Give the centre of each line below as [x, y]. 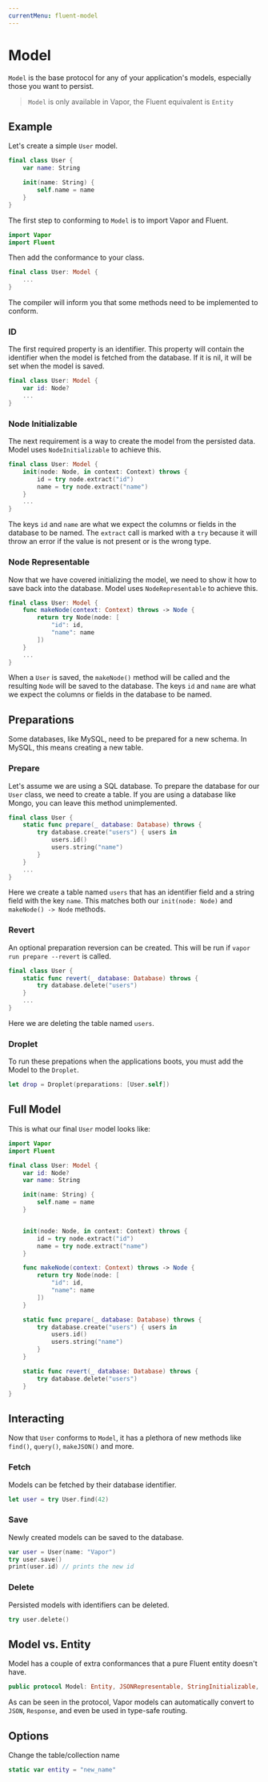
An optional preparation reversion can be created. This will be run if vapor [129, 947]
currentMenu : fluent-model [53, 16]
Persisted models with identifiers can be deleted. [89, 1605]
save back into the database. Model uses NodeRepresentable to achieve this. [133, 588]
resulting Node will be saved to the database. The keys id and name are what [132, 686]
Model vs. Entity [50, 1644]
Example [30, 126]
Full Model [35, 1110]
